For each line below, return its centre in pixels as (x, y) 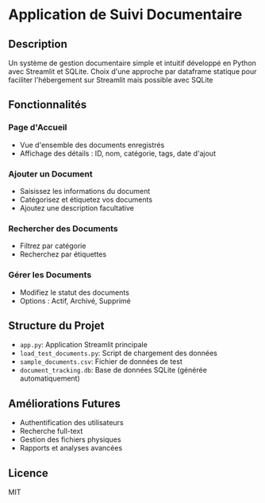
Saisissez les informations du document (85, 191)
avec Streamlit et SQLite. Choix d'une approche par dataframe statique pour (132, 72)
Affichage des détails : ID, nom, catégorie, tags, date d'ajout (118, 153)
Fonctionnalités (48, 105)
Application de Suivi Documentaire (125, 15)
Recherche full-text (51, 431)
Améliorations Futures (64, 403)
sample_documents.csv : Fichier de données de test (101, 362)
